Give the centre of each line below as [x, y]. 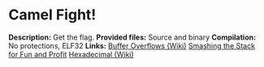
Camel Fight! [52, 15]
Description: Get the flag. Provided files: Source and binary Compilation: [132, 37]
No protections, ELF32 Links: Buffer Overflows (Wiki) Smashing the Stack [132, 45]
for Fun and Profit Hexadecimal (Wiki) [71, 54]
